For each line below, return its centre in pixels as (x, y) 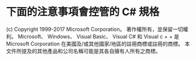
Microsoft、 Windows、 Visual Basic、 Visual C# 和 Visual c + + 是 (98, 36)
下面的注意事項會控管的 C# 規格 (83, 12)
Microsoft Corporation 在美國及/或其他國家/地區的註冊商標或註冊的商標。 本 (98, 44)
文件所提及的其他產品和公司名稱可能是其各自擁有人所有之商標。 (83, 51)
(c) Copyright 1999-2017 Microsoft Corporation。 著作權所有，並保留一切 (95, 29)
